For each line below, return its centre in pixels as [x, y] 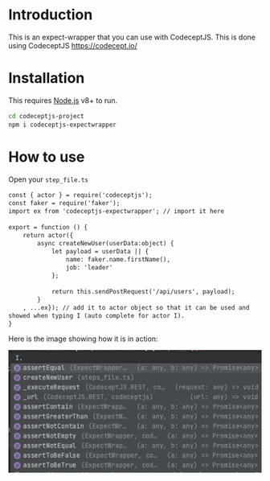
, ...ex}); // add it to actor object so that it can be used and [136, 307]
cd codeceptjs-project [46, 116]
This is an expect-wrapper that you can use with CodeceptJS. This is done [132, 37]
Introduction [51, 15]
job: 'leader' [89, 267]
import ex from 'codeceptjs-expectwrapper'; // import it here [117, 211]
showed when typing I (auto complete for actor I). [96, 315]
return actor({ [48, 235]
